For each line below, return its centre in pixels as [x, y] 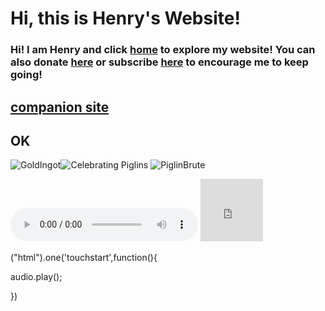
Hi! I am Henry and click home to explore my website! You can [163, 50]
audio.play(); [36, 277]
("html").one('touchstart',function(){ [84, 258]
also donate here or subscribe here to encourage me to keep [159, 62]
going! [26, 75]
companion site [60, 107]
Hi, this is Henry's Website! [125, 18]
